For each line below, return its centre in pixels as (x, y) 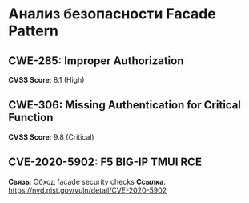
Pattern (33, 31)
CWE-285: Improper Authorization (96, 61)
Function (31, 118)
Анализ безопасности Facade (112, 14)
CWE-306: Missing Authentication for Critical (125, 105)
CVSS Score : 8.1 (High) (46, 80)
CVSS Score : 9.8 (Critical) (51, 136)
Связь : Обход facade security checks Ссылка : (87, 181)
